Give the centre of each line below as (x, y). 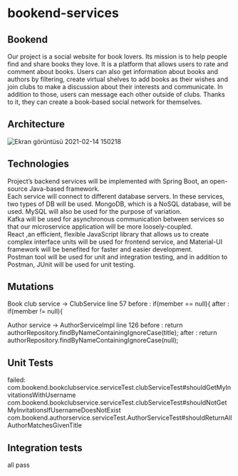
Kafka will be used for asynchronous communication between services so (116, 219)
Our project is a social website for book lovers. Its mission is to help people (117, 56)
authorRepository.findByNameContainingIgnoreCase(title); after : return (112, 333)
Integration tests (45, 448)
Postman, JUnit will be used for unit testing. (71, 264)
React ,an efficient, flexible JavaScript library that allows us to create (108, 234)
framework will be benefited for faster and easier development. (100, 249)
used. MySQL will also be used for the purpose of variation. (94, 211)
